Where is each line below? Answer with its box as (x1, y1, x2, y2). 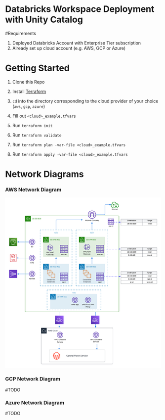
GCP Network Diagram (5, 375, 61, 382)
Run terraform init (12, 122, 53, 128)
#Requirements (5, 30, 36, 36)
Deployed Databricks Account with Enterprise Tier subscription (12, 40, 141, 46)
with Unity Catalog (5, 14, 83, 25)
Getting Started (5, 63, 70, 74)
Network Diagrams (5, 169, 84, 180)
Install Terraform (12, 88, 46, 94)
